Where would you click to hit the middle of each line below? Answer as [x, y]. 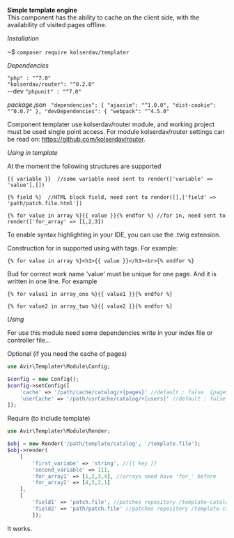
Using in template [32, 152]
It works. [20, 528]
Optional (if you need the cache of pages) [67, 354]
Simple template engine [42, 10]
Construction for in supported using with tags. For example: [93, 248]
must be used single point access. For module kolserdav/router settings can [116, 132]
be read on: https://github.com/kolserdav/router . [76, 139]
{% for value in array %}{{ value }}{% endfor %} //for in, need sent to [117, 216]
